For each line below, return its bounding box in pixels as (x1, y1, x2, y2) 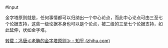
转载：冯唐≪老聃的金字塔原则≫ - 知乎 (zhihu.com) (5, 37, 110, 43)
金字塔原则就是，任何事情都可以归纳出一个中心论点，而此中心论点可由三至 (5, 14, 158, 20)
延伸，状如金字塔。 (9, 27, 49, 33)
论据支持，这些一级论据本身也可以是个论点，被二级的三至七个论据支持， (9, 21, 158, 26)
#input (5, 4, 18, 10)
